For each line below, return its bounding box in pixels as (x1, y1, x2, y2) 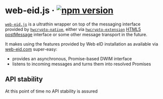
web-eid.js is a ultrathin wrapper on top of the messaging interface (5, 21, 141, 27)
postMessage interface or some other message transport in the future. (5, 31, 148, 37)
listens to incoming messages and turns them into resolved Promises (12, 61, 151, 67)
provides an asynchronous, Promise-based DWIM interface (12, 55, 132, 61)
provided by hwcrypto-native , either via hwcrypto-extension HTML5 (5, 26, 141, 32)
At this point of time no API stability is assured (5, 88, 98, 94)
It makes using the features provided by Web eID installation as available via (5, 41, 158, 47)
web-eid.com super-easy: (5, 46, 58, 52)
